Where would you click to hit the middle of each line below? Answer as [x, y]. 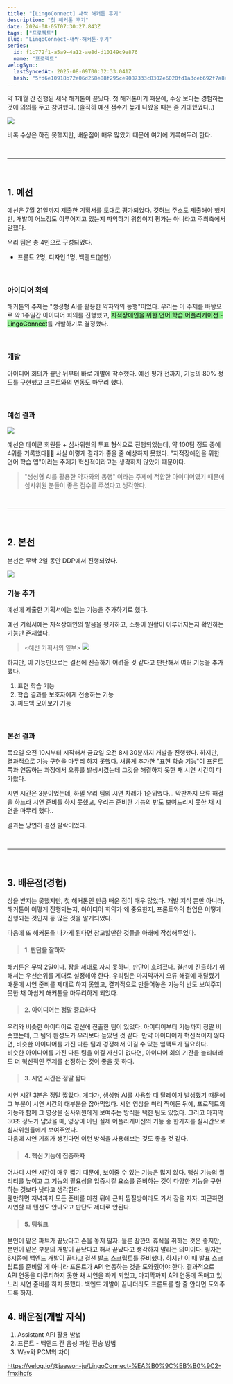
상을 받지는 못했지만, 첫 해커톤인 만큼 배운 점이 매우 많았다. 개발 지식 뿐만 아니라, [116, 901]
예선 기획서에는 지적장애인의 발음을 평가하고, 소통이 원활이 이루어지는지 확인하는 [115, 624]
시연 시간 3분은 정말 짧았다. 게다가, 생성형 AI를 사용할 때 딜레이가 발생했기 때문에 [116, 1095]
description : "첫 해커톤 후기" [48, 20]
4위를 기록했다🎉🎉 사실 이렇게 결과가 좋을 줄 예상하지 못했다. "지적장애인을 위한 [113, 453]
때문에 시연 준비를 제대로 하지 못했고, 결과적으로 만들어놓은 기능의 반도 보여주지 [114, 984]
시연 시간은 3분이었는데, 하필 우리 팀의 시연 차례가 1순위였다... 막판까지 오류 [109, 794]
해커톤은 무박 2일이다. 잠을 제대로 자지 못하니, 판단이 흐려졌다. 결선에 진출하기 [113, 967]
